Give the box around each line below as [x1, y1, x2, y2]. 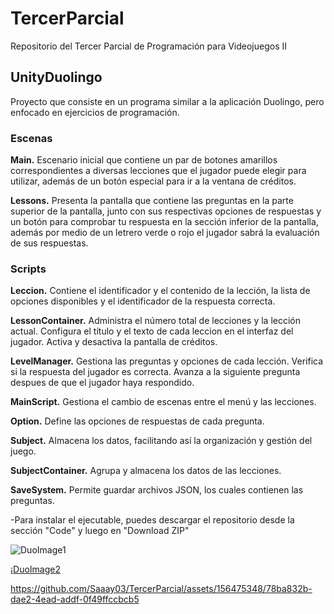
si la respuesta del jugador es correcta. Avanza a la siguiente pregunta [10, 366, 301, 378]
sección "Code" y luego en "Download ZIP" [10, 525, 190, 537]
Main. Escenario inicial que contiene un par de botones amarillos [10, 154, 278, 166]
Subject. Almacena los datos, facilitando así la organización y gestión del [10, 435, 313, 447]
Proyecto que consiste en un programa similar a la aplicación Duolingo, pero [10, 95, 325, 107]
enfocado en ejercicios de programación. [10, 106, 180, 118]
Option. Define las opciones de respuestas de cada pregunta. [10, 415, 265, 427]
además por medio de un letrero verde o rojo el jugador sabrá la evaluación [10, 227, 320, 239]
